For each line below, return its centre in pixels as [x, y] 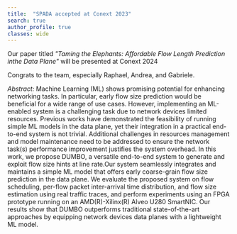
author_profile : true [39, 27]
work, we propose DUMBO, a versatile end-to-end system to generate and [116, 157]
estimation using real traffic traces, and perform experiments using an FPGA [118, 194]
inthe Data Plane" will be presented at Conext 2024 [83, 62]
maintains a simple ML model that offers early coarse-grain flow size [108, 172]
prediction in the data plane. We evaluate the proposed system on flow [111, 179]
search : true [27, 21]
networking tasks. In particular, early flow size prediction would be [105, 96]
